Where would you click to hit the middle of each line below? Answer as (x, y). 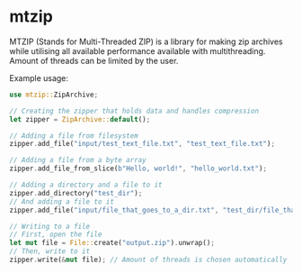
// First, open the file (56, 235)
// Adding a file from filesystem (74, 136)
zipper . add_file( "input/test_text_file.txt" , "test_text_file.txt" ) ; (142, 144)
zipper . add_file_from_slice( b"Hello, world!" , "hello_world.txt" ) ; (138, 168)
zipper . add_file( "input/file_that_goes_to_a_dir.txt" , (114, 210)
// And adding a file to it (62, 201)
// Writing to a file (50, 226)
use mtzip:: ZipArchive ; (54, 95)
